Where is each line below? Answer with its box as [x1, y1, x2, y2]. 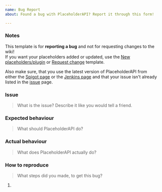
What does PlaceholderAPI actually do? [17, 149, 97, 155]
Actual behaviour [5, 138, 47, 145]
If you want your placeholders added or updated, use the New [5, 54, 131, 59]
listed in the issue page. [5, 79, 53, 85]
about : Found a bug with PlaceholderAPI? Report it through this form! [5, 12, 154, 17]
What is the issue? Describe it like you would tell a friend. [17, 103, 133, 109]
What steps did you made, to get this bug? [17, 172, 103, 178]
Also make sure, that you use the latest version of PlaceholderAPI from [5, 68, 148, 74]
